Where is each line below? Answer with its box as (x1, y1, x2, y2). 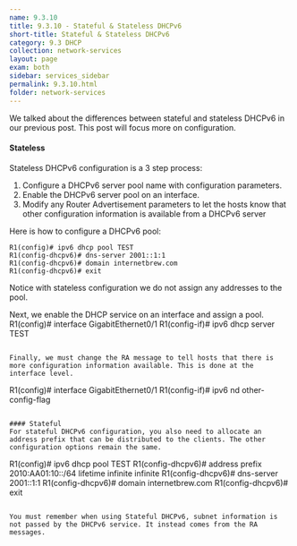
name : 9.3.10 (9, 13, 58, 22)
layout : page (9, 55, 58, 64)
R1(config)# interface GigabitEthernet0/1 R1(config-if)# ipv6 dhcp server (9, 319, 276, 329)
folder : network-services (9, 88, 106, 97)
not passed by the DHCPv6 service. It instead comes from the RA (9, 520, 258, 529)
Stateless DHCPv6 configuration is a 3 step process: (9, 162, 203, 173)
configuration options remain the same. (9, 442, 163, 452)
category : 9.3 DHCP (9, 38, 82, 47)
